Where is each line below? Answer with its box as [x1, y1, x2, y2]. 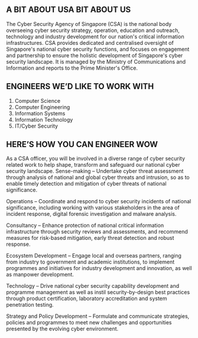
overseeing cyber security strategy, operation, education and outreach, [6, 27, 180, 34]
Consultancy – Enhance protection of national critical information [6, 222, 164, 229]
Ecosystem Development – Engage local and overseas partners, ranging [6, 252, 182, 259]
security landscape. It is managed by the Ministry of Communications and [6, 58, 186, 65]
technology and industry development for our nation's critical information [6, 32, 184, 40]
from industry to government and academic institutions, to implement [6, 258, 175, 265]
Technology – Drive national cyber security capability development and [6, 282, 180, 290]
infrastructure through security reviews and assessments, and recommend [6, 228, 188, 235]
